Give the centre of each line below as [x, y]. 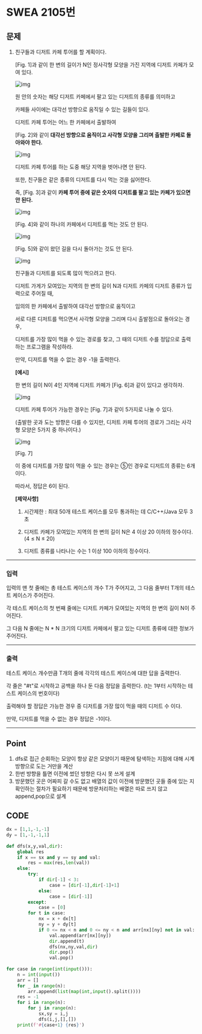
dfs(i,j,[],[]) [57, 1019]
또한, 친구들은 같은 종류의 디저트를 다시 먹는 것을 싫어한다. [83, 180]
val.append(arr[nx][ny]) [80, 935]
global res [31, 852]
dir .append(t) [67, 941]
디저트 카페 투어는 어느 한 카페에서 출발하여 [66, 122]
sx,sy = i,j [53, 1014]
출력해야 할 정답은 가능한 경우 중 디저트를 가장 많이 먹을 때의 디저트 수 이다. [94, 706]
